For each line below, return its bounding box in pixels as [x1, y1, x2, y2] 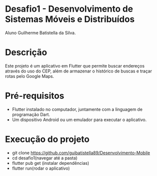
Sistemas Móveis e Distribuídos [5, 14, 135, 25]
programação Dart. [12, 111, 50, 117]
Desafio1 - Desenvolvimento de [5, 3, 133, 15]
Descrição [5, 47, 47, 58]
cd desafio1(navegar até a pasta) [12, 155, 78, 161]
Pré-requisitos [5, 90, 64, 102]
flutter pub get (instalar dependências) [12, 160, 90, 166]
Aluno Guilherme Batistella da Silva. [5, 30, 76, 35]
